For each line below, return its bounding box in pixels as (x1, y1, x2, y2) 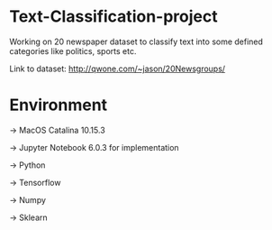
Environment (9, 95, 108, 115)
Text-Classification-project (9, 6, 218, 27)
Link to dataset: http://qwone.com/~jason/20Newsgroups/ (9, 63, 226, 74)
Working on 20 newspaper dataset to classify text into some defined (9, 36, 264, 47)
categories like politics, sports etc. (9, 45, 137, 56)
